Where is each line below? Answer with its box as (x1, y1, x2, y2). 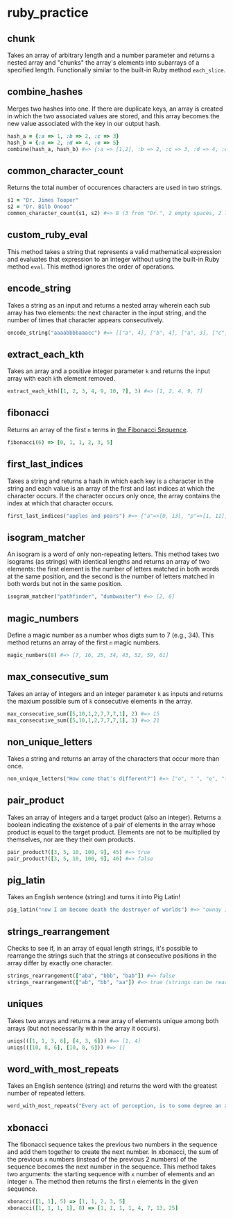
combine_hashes (7, 86, 83, 98)
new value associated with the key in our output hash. (7, 119, 162, 127)
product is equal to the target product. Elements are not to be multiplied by (7, 828, 221, 836)
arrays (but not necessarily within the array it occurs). (7, 1024, 161, 1032)
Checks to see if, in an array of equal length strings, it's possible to (7, 944, 198, 953)
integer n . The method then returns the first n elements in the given (7, 1177, 198, 1185)
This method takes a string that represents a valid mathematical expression (7, 247, 222, 255)
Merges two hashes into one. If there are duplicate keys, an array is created (7, 104, 223, 113)
